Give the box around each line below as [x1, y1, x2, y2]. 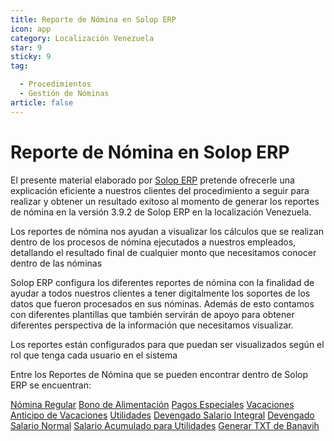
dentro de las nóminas [10, 257, 103, 269]
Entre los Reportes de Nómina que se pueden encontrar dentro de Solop [10, 368, 308, 380]
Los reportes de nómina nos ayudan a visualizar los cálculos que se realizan [10, 225, 325, 237]
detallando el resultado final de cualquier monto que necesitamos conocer [10, 246, 317, 258]
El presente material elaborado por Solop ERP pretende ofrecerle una [10, 174, 295, 186]
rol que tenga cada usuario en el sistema [10, 349, 178, 361]
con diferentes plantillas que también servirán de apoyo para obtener [10, 308, 295, 320]
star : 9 [10, 42, 43, 53]
